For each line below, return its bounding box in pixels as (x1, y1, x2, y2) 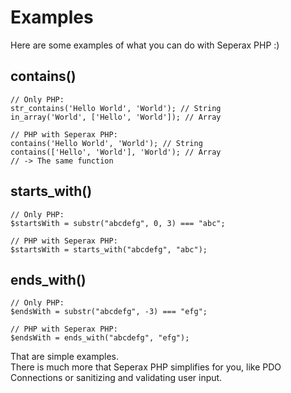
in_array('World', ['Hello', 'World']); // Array (10, 112, 222, 122)
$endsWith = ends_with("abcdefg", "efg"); (10, 333, 190, 343)
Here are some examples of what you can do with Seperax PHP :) (10, 39, 280, 51)
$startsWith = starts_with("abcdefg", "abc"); (10, 244, 208, 255)
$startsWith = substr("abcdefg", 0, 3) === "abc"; (10, 218, 226, 228)
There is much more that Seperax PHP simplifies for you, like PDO (10, 361, 282, 373)
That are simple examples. (10, 351, 119, 363)
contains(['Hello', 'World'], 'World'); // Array (10, 147, 222, 157)
